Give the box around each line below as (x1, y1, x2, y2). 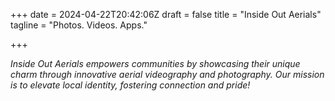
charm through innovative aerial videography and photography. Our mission (10, 69, 325, 80)
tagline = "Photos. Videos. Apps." (10, 19, 148, 31)
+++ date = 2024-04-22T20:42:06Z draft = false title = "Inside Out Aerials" (10, 9, 322, 20)
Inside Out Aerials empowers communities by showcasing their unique (10, 58, 301, 69)
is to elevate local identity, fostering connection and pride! (10, 79, 251, 91)
